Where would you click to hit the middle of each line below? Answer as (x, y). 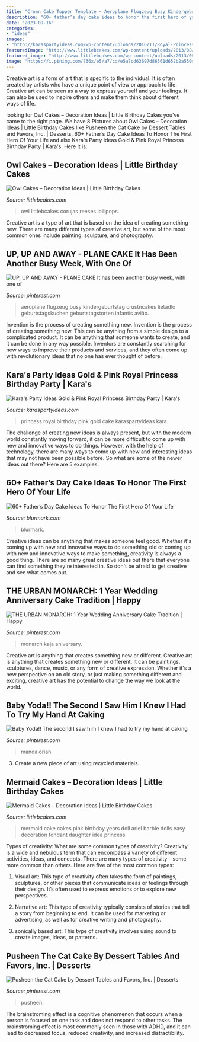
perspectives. (31, 896)
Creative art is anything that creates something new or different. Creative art (99, 655)
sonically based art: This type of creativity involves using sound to (95, 931)
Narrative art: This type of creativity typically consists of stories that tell (102, 907)
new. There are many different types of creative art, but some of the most (96, 229)
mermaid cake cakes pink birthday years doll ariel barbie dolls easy (103, 829)
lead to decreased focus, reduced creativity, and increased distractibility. (95, 1033)
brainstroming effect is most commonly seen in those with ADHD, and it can (98, 1027)
